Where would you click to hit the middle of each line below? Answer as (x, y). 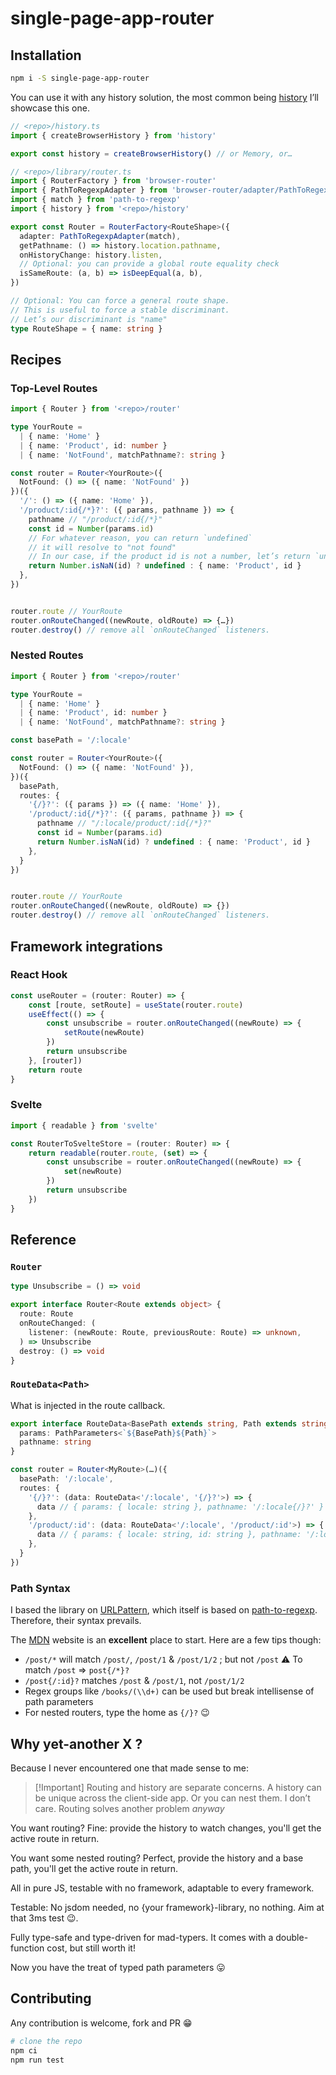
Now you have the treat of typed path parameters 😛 (118, 1967)
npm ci (24, 2050)
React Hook (39, 975)
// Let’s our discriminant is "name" (89, 319)
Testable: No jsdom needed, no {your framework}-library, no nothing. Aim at (167, 1907)
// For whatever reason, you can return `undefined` (140, 538)
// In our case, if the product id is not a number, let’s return (169, 557)
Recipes (36, 359)
